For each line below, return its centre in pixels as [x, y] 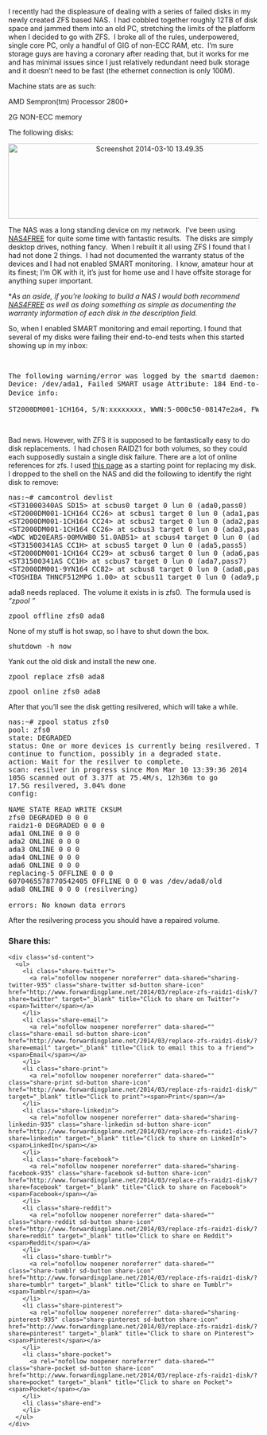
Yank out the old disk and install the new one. [82, 661]
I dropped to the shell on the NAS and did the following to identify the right [130, 474]
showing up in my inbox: [48, 345]
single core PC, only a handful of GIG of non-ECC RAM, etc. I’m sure [121, 45]
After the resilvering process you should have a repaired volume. [114, 920]
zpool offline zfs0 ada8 [56, 616]
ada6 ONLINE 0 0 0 [44, 865]
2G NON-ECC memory [45, 117]
